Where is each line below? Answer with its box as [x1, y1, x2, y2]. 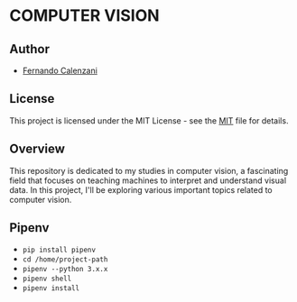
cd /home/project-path [22, 255, 108, 264]
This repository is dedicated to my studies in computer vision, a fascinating [9, 165, 289, 176]
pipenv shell [22, 274, 72, 284]
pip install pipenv [22, 245, 97, 255]
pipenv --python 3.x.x [22, 265, 108, 274]
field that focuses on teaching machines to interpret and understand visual [9, 175, 287, 186]
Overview [9, 142, 66, 157]
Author [9, 41, 50, 57]
